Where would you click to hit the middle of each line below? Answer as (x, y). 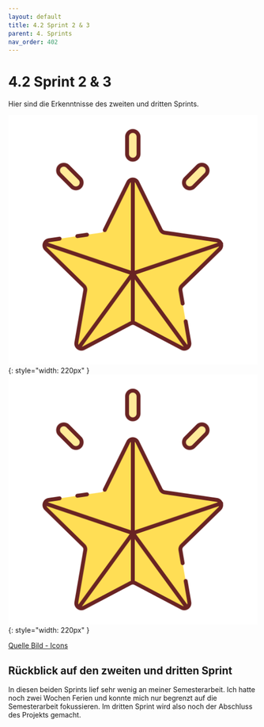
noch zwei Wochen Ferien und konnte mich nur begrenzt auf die (113, 698)
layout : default (35, 17)
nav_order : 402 (33, 42)
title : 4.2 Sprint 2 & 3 (49, 25)
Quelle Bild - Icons (38, 645)
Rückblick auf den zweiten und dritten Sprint (121, 670)
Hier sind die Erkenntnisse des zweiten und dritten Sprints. (104, 104)
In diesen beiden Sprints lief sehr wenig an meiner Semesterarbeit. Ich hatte (132, 689)
